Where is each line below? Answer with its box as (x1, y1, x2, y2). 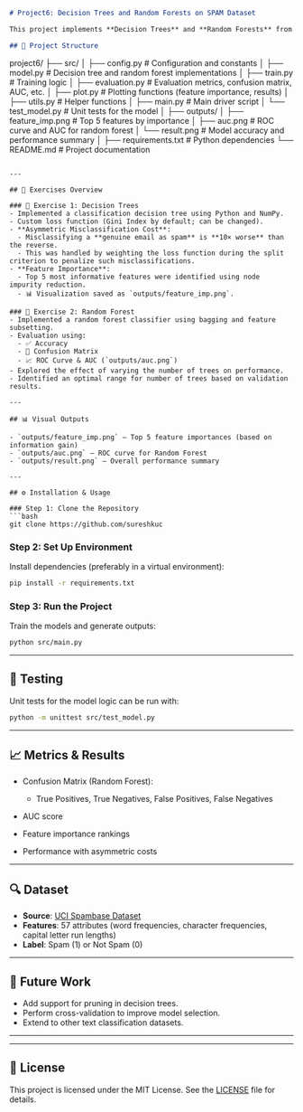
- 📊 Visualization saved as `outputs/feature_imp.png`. (17, 289, 234, 298)
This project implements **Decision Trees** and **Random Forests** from (9, 24, 293, 33)
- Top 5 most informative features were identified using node (17, 272, 260, 281)
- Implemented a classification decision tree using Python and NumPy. (9, 209, 284, 218)
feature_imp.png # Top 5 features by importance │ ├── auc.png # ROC (9, 115, 275, 126)
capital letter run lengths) (22, 929, 117, 940)
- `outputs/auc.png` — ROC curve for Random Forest (9, 448, 207, 457)
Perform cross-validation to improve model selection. (22, 1008, 221, 1019)
